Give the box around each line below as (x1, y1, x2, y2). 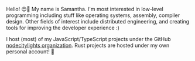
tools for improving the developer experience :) (6, 24, 120, 31)
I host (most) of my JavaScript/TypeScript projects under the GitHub (6, 36, 171, 42)
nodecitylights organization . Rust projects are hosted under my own (6, 42, 170, 49)
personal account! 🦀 (6, 48, 54, 55)
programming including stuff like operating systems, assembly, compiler (6, 12, 180, 19)
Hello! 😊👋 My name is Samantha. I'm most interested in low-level (6, 6, 164, 12)
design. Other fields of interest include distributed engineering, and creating (6, 18, 190, 25)
